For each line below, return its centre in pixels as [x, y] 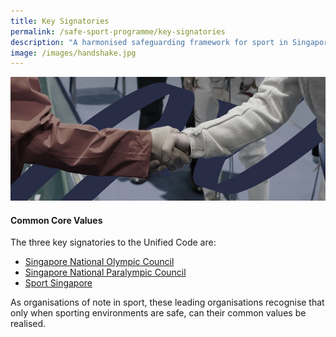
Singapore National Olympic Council [99, 262]
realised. [28, 324]
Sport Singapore [58, 283]
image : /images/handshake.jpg [73, 53]
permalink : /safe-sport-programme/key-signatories [118, 31]
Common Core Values [56, 220]
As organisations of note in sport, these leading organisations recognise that [167, 302]
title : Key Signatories [60, 21]
